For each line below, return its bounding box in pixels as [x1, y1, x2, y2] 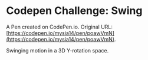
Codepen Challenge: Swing [6, 4, 143, 17]
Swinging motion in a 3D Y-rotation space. [6, 47, 109, 54]
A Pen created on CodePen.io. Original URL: [6, 23, 113, 30]
